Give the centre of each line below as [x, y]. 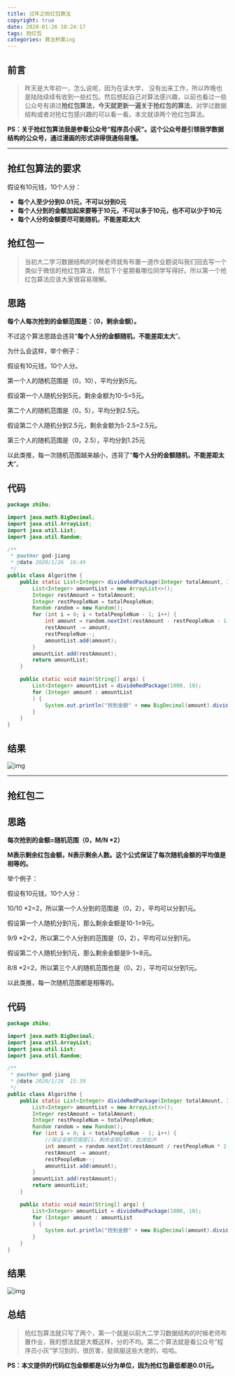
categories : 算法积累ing [41, 40]
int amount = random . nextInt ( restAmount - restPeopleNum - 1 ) [137, 621]
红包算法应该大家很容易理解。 [67, 279]
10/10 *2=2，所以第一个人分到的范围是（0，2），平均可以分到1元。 [104, 908]
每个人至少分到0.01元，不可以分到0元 [72, 202]
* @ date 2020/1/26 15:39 [48, 1081]
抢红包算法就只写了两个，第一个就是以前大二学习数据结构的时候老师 [122, 1333]
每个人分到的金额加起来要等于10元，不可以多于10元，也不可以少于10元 [120, 210]
